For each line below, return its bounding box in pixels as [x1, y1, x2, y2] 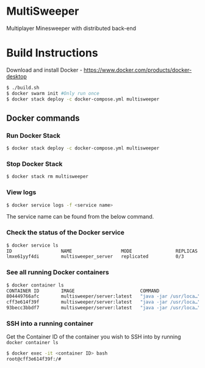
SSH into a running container [6, 319, 93, 328]
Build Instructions [6, 46, 99, 60]
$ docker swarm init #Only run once [6, 90, 99, 96]
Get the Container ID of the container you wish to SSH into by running [6, 333, 181, 340]
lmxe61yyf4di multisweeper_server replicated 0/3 [6, 253, 184, 260]
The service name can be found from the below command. [6, 213, 154, 220]
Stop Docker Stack [6, 159, 63, 168]
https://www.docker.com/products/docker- [83, 66, 192, 73]
